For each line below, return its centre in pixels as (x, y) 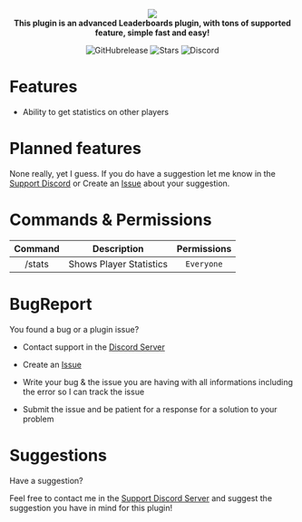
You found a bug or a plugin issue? (74, 329)
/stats (37, 264)
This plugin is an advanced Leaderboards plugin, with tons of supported (152, 23)
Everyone (204, 264)
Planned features (76, 149)
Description (118, 248)
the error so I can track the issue (83, 391)
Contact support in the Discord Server (93, 347)
